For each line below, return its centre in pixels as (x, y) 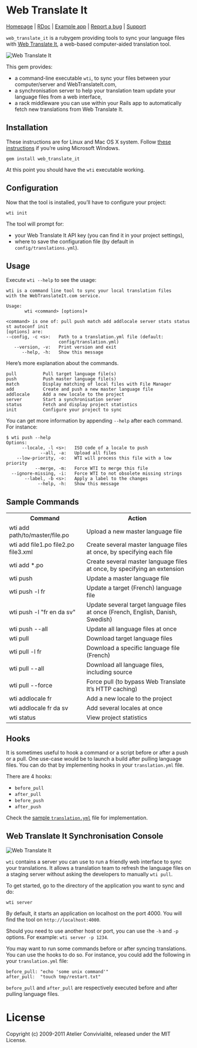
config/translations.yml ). (47, 247)
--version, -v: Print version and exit (65, 347)
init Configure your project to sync (64, 410)
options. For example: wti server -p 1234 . (57, 937)
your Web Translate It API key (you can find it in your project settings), (99, 235)
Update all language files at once (132, 629)
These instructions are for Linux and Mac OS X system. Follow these (89, 142)
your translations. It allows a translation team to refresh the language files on (98, 867)
